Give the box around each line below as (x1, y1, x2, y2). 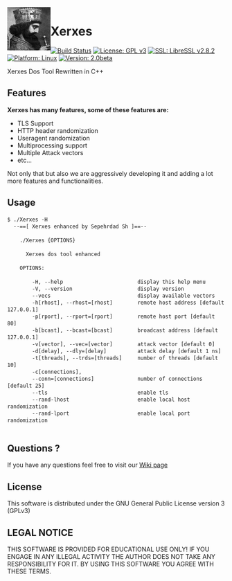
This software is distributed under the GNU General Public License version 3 (7, 499, 225, 508)
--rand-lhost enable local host (32, 396, 190, 403)
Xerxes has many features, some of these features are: (7, 105, 169, 114)
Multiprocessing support (17, 141, 88, 150)
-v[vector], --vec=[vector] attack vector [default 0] (32, 341, 215, 348)
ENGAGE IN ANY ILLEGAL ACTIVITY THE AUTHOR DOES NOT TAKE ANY (7, 553, 216, 560)
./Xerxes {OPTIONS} (19, 237, 76, 244)
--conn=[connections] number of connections (32, 375, 203, 382)
